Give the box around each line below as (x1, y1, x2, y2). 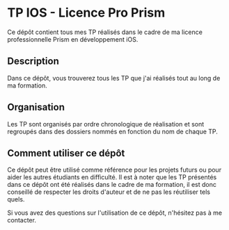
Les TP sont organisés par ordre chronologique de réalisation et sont (7, 120, 205, 128)
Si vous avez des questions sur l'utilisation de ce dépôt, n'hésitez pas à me (7, 208, 223, 217)
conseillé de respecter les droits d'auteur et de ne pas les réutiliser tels (7, 188, 211, 196)
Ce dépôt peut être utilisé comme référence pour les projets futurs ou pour (7, 165, 221, 174)
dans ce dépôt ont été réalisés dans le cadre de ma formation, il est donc (7, 181, 217, 189)
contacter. (7, 216, 37, 224)
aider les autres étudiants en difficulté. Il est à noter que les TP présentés (7, 173, 217, 181)
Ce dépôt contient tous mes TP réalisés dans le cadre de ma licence (7, 28, 203, 36)
